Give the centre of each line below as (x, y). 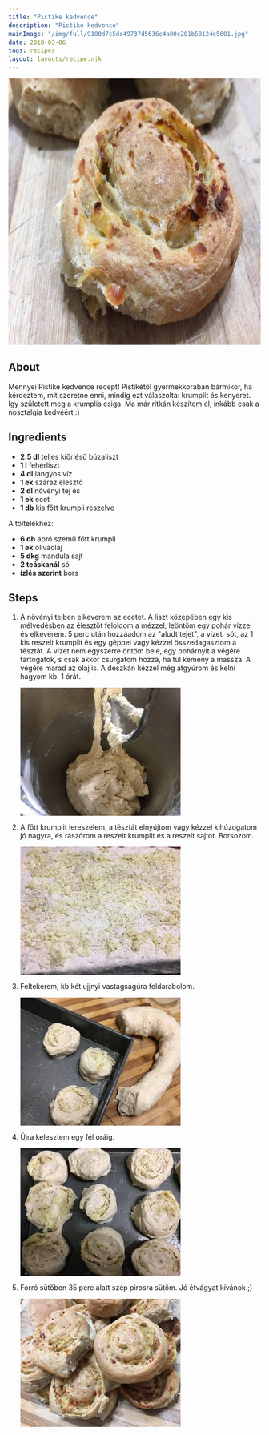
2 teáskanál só (44, 564)
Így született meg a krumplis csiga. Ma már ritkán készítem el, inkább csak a (134, 404)
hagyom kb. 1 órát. (50, 677)
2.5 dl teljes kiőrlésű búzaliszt (69, 456)
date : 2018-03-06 (37, 42)
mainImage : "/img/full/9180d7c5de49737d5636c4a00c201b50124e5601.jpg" (128, 34)
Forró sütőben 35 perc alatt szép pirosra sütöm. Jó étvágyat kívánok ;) (136, 1288)
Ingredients (38, 438)
